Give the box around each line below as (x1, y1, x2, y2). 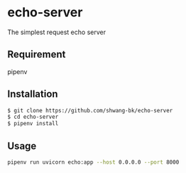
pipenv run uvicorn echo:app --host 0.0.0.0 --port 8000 (7, 159, 180, 166)
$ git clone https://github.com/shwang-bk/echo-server (7, 107, 173, 114)
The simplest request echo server (7, 28, 106, 36)
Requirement (7, 48, 66, 61)
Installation (7, 88, 58, 100)
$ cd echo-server (7, 113, 59, 121)
